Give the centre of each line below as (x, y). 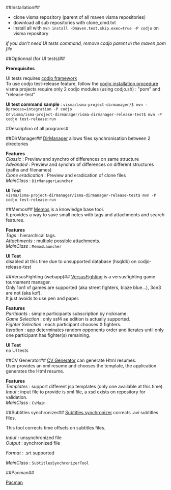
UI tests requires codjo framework (41, 78)
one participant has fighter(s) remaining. (48, 335)
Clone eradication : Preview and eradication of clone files (66, 175)
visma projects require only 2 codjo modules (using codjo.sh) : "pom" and (83, 89)
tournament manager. (28, 282)
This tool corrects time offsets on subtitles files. (56, 428)
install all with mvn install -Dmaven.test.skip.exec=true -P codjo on (86, 28)
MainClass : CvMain (26, 402)
